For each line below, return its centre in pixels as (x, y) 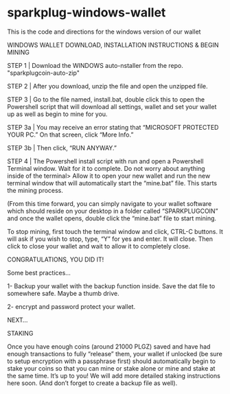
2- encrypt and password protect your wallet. (71, 306)
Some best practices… (39, 273)
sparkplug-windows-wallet (87, 13)
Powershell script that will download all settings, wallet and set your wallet (112, 106)
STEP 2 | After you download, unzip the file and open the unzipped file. (107, 86)
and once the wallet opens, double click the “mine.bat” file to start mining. (112, 218)
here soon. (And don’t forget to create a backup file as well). (92, 383)
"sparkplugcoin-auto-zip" (44, 73)
